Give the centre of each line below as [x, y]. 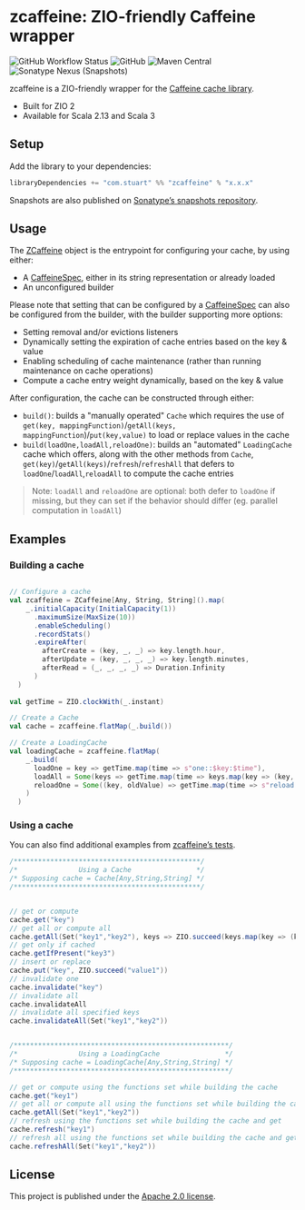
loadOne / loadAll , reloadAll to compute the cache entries [128, 473]
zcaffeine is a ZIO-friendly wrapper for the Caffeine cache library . [132, 88]
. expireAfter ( [60, 642]
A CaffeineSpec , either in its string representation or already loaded [149, 278]
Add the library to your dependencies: [80, 166]
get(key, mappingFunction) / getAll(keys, [99, 425]
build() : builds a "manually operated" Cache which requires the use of [153, 416]
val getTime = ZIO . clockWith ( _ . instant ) [87, 701]
